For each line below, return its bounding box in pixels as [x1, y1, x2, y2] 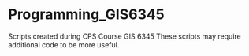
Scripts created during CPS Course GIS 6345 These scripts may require [8, 32, 242, 41]
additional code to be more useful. [8, 39, 120, 49]
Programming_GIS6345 [8, 6, 165, 24]
